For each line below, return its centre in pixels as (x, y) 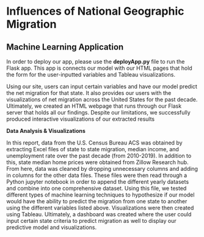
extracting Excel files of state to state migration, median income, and (93, 149)
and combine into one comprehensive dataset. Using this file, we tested (97, 188)
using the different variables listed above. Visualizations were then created (100, 208)
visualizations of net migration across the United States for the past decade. (102, 100)
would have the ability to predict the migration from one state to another (97, 201)
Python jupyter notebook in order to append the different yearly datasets (98, 182)
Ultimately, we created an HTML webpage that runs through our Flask (94, 106)
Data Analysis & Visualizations (46, 131)
